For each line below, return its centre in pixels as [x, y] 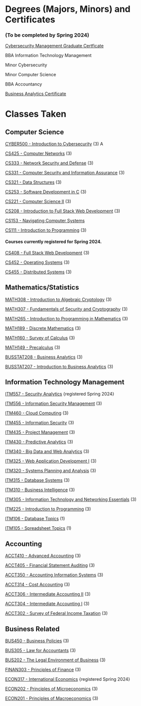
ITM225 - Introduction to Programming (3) [48, 509]
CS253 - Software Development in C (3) [46, 192]
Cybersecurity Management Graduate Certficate [54, 46]
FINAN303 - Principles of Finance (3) [43, 669]
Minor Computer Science [31, 75]
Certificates [30, 20]
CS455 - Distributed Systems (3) [38, 272]
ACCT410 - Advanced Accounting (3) [43, 556]
